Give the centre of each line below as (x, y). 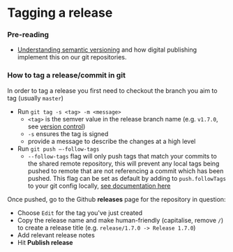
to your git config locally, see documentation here (99, 186)
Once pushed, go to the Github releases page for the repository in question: (116, 199)
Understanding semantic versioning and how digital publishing (107, 50)
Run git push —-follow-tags (58, 149)
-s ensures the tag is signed (68, 133)
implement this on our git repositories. (72, 57)
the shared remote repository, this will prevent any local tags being (123, 163)
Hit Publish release (45, 242)
